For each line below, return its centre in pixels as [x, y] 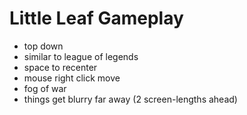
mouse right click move [72, 78]
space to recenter [60, 67]
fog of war [45, 88]
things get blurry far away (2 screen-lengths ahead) [130, 99]
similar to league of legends [81, 56]
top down [43, 46]
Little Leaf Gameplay [96, 18]
